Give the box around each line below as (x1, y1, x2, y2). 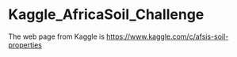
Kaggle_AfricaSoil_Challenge (8, 6, 205, 24)
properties (8, 40, 42, 49)
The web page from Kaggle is (8, 32, 105, 41)
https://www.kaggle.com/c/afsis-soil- (106, 32, 229, 41)
